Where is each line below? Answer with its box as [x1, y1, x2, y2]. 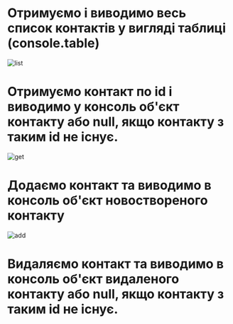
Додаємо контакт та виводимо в [7, 178, 212, 193]
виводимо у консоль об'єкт [7, 99, 180, 115]
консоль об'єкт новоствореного [7, 193, 208, 209]
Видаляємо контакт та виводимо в [7, 256, 224, 271]
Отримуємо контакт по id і [7, 84, 173, 100]
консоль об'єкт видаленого [7, 271, 180, 287]
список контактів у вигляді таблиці [7, 20, 226, 36]
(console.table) [7, 36, 100, 51]
